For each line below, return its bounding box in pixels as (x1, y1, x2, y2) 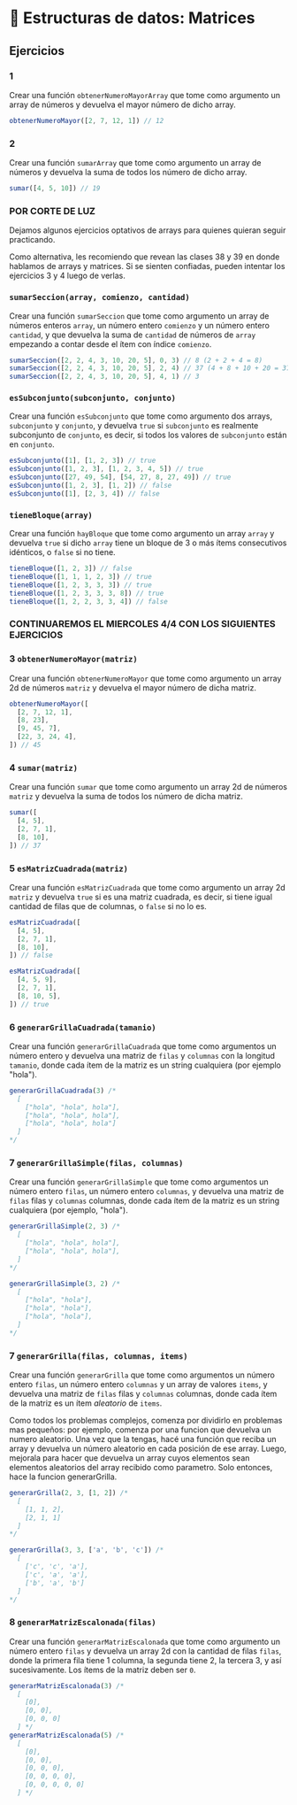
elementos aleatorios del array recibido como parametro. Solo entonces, (9, 1462, 273, 1473)
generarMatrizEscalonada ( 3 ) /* (9, 1681, 125, 1690)
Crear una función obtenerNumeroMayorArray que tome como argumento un (9, 89, 281, 100)
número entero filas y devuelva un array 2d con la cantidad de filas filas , (9, 1646, 282, 1656)
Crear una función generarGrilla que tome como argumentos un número (9, 1369, 276, 1380)
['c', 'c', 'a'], (25, 1562, 89, 1571)
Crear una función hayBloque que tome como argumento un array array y (9, 528, 275, 539)
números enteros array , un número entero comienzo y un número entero (9, 320, 270, 330)
